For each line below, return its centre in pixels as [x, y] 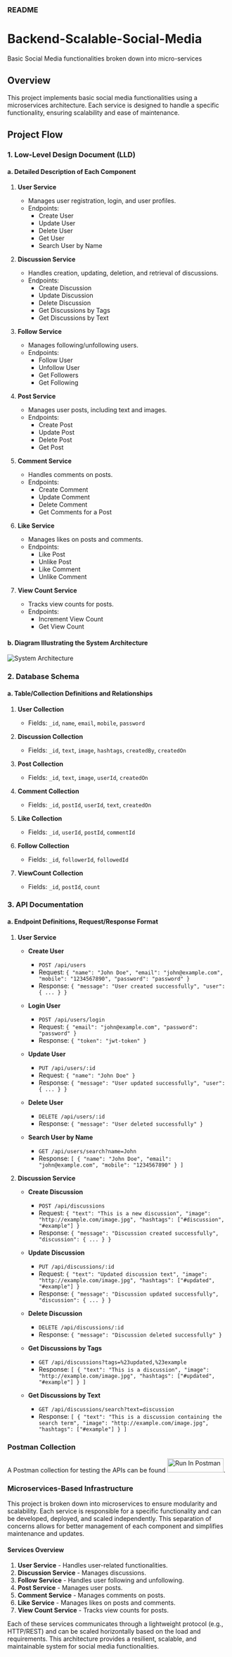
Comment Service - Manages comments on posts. [91, 1595]
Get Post [51, 447]
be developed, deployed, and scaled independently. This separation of [110, 1519]
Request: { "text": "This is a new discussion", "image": [124, 1212]
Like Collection [40, 818]
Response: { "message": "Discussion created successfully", [129, 1233]
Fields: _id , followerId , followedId [78, 859]
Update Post [57, 433]
